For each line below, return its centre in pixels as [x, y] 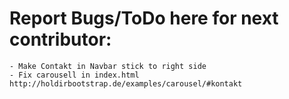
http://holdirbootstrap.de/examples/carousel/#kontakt [126, 83]
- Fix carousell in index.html [74, 75]
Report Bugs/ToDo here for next [144, 18]
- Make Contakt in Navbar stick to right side [108, 66]
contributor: [60, 39]
